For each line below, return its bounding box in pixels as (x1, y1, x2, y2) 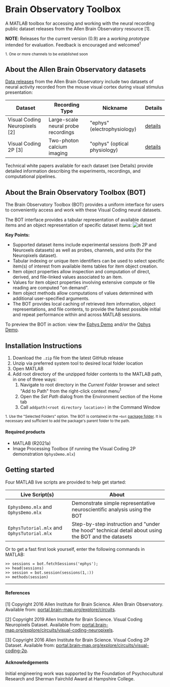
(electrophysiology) (90, 125, 137, 133)
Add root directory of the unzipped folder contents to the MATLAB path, (12, 371, 162, 377)
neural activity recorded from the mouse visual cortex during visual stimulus (5, 84, 164, 90)
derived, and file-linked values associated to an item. (12, 274, 123, 280)
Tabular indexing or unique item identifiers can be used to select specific (12, 258, 164, 264)
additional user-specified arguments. (12, 295, 90, 302)
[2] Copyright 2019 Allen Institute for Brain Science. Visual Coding (5, 616, 143, 622)
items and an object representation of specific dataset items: (5, 222, 132, 228)
